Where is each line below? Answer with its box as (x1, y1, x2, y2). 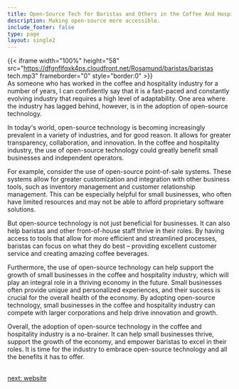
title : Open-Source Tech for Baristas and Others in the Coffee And (7, 10, 215, 18)
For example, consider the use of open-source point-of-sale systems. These (7, 167, 232, 176)
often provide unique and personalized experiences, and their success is (7, 286, 221, 294)
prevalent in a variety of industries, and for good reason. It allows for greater (7, 131, 231, 140)
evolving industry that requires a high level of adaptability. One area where (7, 94, 225, 103)
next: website (7, 374, 47, 383)
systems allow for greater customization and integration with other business (7, 175, 230, 184)
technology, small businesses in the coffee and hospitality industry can (7, 301, 216, 310)
